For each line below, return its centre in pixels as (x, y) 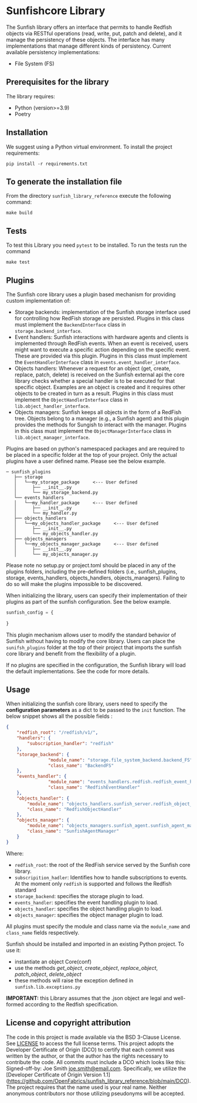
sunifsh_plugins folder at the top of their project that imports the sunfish (94, 647)
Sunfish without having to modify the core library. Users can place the (91, 641)
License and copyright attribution (68, 1023)
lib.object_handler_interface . (52, 406)
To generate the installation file (64, 182)
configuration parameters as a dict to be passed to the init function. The (96, 710)
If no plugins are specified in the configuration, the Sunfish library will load (96, 665)
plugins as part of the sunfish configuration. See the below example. (89, 602)
